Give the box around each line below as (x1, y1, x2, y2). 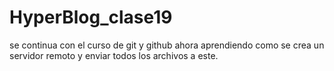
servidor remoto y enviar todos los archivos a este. (9, 49, 219, 61)
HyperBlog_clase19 (9, 6, 173, 29)
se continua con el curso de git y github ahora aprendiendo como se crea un (9, 39, 325, 51)
